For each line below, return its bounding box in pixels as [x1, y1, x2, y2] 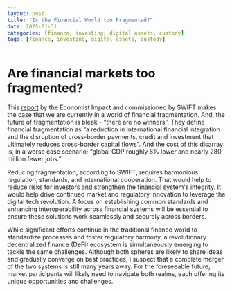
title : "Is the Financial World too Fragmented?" [7, 17, 154, 24]
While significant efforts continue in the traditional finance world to [7, 226, 197, 234]
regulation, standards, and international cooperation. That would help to [7, 176, 212, 184]
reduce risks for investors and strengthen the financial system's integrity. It [7, 183, 222, 191]
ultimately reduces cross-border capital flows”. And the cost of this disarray [7, 140, 224, 149]
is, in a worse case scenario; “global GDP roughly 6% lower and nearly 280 [7, 147, 222, 156]
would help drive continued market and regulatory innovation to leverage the [7, 190, 226, 199]
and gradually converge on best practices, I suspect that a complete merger [7, 255, 224, 264]
